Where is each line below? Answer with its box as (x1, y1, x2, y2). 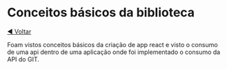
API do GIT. (7, 55, 40, 63)
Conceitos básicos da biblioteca (7, 5, 195, 20)
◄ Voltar (7, 27, 32, 36)
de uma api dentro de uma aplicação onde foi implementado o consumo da (7, 48, 221, 56)
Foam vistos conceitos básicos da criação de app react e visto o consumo (7, 40, 219, 49)
